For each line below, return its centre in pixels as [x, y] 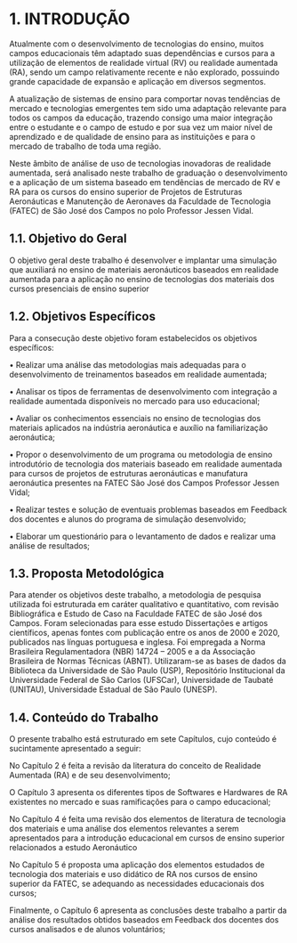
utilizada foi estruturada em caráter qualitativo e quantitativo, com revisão [144, 605]
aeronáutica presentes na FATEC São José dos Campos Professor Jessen [144, 483]
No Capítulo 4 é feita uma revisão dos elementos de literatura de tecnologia [148, 819]
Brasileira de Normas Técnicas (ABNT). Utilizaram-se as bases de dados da [148, 661]
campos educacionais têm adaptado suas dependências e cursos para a [142, 53]
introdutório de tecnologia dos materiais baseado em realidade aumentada [146, 464]
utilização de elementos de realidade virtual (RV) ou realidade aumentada [144, 62]
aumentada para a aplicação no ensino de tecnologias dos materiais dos [142, 279]
